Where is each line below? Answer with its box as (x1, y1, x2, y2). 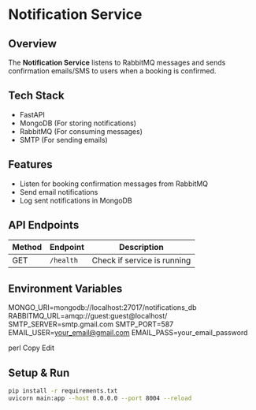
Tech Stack (8, 89, 65, 102)
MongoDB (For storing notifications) (19, 118, 136, 128)
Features (8, 158, 53, 171)
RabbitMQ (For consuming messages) (19, 126, 143, 136)
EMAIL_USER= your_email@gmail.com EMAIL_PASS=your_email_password (8, 328, 248, 337)
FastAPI (19, 110, 45, 119)
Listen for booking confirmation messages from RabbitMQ (19, 179, 209, 188)
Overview (8, 37, 58, 50)
